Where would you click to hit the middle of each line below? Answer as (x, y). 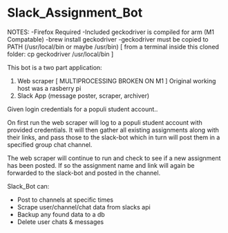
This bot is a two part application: (55, 67)
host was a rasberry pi (49, 88)
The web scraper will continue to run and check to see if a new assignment (114, 158)
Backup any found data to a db (61, 214)
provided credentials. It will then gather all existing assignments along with (113, 130)
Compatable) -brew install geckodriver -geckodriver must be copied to (108, 39)
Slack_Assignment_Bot (75, 13)
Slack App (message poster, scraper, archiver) (83, 96)
